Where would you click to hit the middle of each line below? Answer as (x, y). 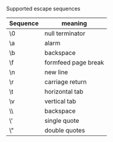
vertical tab (60, 101)
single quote (62, 121)
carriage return (66, 82)
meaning (74, 23)
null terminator (65, 33)
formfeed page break (74, 62)
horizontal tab (64, 92)
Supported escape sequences (43, 9)
